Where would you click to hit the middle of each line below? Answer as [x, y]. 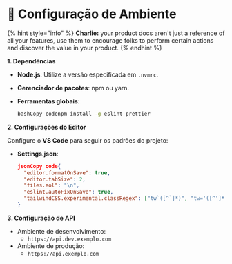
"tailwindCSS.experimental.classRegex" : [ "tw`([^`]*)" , [106, 199]
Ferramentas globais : [48, 101]
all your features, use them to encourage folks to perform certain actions [110, 40]
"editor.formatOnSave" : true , [67, 173]
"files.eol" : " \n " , [52, 185]
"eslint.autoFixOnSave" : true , [69, 192]
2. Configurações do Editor [47, 127]
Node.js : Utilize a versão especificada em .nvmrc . [88, 74]
